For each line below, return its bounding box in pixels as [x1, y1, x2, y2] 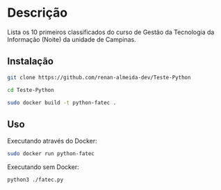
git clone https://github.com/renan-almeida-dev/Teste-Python [7, 74, 191, 81]
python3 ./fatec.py [7, 176, 64, 184]
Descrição [7, 5, 68, 21]
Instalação [7, 56, 54, 68]
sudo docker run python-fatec [7, 150, 95, 157]
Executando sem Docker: [7, 163, 79, 171]
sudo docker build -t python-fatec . [7, 99, 117, 106]
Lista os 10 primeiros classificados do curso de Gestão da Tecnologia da [7, 28, 215, 36]
